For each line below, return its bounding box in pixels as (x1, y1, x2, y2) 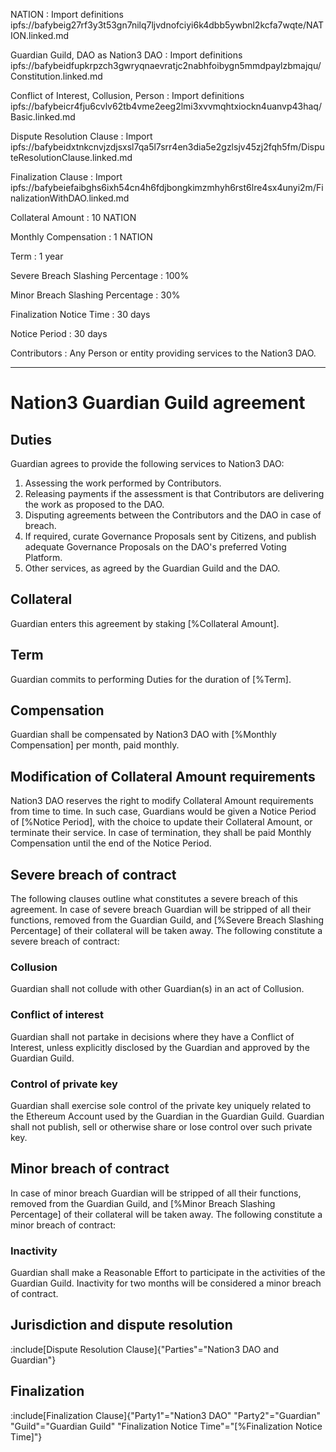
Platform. (24, 552, 63, 563)
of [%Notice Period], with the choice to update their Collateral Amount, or (10, 816, 313, 828)
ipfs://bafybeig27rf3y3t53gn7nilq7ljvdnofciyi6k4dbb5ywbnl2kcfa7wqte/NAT (10, 19, 324, 31)
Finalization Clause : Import (10, 171, 123, 183)
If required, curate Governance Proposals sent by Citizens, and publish (24, 530, 317, 542)
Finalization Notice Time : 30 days (10, 309, 151, 320)
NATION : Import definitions (10, 9, 124, 20)
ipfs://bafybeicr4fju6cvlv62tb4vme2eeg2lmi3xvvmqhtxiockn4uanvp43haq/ (10, 100, 322, 112)
